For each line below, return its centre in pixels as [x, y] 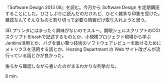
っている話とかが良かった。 [38, 55]
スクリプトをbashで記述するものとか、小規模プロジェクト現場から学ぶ [78, 37]
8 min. [12, 76]
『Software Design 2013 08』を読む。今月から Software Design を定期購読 [82, 7]
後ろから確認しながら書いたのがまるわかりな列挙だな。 [62, 66]
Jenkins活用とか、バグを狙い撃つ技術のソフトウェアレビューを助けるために [83, 43]
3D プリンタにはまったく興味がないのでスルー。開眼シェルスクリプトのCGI [82, 30]
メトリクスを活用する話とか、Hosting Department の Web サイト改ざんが [81, 49]
